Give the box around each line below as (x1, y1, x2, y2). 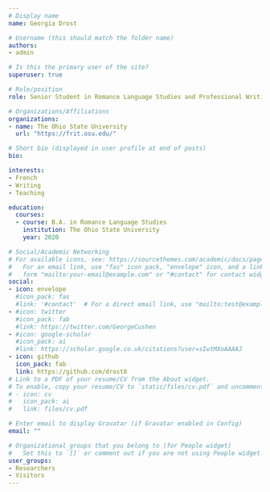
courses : (15, 211, 45, 219)
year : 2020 (22, 234, 59, 242)
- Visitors (8, 472, 45, 480)
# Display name (8, 11, 59, 20)
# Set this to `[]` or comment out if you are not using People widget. (8, 449, 264, 457)
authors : (8, 41, 38, 49)
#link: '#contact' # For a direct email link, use (15, 300, 193, 308)
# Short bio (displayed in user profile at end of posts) (8, 144, 207, 153)
